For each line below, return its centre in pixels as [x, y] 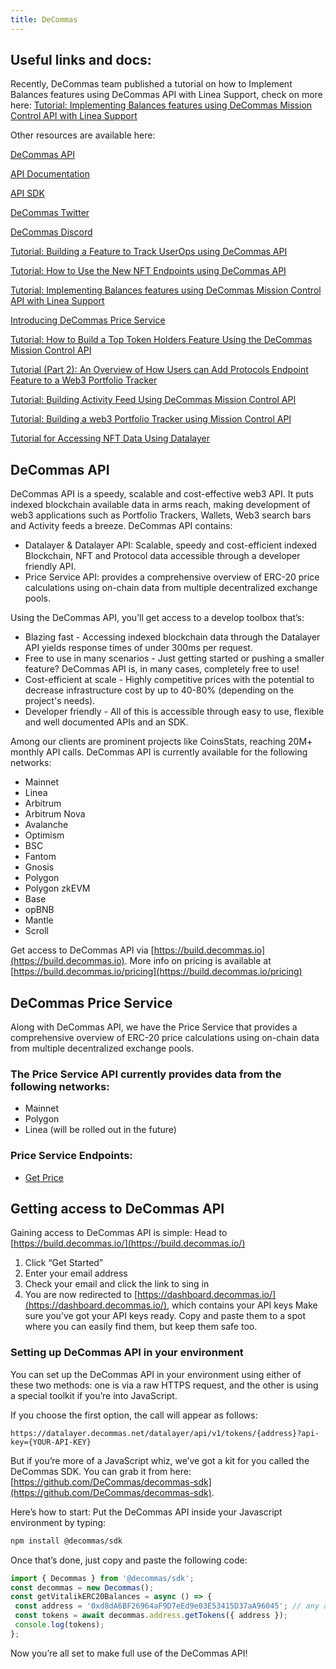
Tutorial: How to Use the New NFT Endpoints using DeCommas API [148, 271]
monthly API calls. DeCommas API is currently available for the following [159, 752]
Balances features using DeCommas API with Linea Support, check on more [166, 95]
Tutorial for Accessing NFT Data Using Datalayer [110, 438]
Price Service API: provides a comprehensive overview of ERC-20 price [172, 577]
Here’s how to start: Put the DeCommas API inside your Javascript [146, 1512]
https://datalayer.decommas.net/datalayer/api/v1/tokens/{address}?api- [165, 1433]
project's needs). [60, 701]
